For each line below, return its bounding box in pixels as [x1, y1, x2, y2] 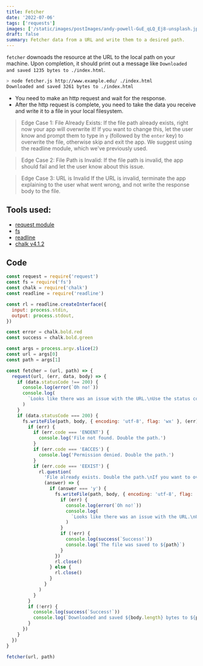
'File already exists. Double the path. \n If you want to [44, 475, 190, 481]
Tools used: [6, 205, 51, 215]
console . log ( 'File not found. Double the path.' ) [38, 435, 166, 441]
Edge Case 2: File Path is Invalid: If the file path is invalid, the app [21, 156, 184, 164]
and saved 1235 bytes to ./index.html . [6, 66, 106, 73]
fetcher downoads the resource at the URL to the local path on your [6, 54, 176, 60]
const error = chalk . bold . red [6, 329, 83, 335]
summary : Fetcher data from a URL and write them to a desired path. [6, 37, 185, 43]
